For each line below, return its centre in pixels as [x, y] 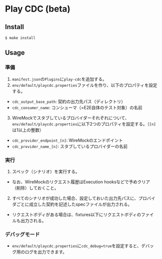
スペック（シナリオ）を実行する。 [46, 171]
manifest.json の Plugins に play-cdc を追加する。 [59, 79]
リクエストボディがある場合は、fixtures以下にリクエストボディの [76, 214]
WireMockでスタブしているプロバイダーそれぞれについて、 [71, 118]
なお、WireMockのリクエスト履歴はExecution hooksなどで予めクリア [81, 182]
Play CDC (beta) [38, 9]
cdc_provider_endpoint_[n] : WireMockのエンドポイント [67, 140]
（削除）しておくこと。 [35, 188]
